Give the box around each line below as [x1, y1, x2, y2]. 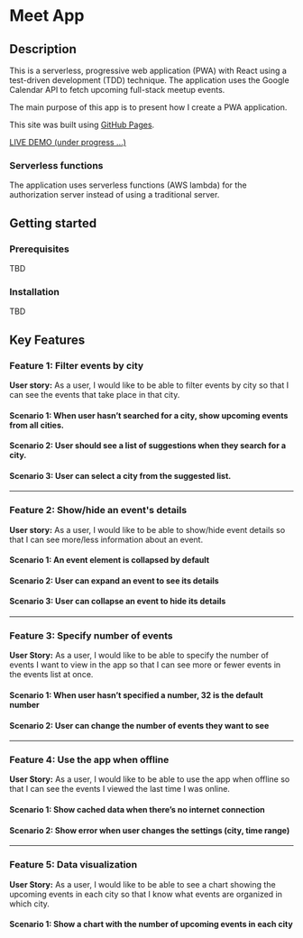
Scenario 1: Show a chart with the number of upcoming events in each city [9, 919, 293, 930]
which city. [9, 898, 50, 909]
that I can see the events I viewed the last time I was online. [9, 784, 230, 795]
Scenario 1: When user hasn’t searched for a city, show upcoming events [9, 409, 289, 420]
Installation [9, 285, 60, 298]
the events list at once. [9, 669, 94, 680]
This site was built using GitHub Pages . [9, 119, 155, 130]
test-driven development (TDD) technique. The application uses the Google [9, 75, 290, 86]
